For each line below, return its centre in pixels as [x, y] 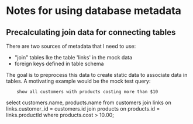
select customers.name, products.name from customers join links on [89, 102]
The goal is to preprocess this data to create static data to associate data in [97, 75]
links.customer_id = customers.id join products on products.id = [83, 109]
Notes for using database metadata [94, 11]
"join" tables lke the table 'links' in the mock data [73, 57]
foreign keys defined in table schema [59, 63]
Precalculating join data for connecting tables [91, 32]
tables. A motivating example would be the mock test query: [78, 81]
